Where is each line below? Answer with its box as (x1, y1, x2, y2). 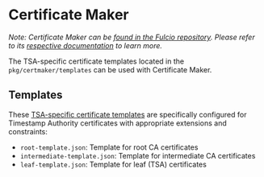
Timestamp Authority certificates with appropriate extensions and (8, 118, 228, 128)
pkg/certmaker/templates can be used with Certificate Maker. (8, 64, 212, 74)
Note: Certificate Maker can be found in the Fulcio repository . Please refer (8, 32, 256, 42)
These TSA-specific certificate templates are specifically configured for (8, 109, 247, 119)
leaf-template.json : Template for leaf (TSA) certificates (19, 159, 207, 169)
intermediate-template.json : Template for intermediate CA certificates (19, 150, 256, 160)
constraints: (8, 126, 48, 136)
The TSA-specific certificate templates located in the (8, 56, 184, 66)
